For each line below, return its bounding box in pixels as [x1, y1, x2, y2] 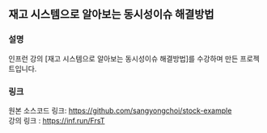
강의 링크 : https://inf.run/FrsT [8, 115, 105, 125]
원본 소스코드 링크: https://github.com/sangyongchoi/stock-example [8, 106, 232, 115]
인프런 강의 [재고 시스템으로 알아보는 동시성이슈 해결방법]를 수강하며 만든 [8, 53, 239, 63]
